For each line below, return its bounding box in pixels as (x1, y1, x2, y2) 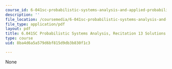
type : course (5, 36, 33, 41)
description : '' (5, 12, 40, 17)
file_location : (5, 17, 38, 22)
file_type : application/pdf (5, 21, 66, 27)
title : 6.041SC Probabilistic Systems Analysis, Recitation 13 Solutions (5, 31, 166, 36)
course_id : (5, 7, 29, 13)
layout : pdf (5, 26, 31, 31)
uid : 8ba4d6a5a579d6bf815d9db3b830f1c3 (5, 41, 91, 46)
